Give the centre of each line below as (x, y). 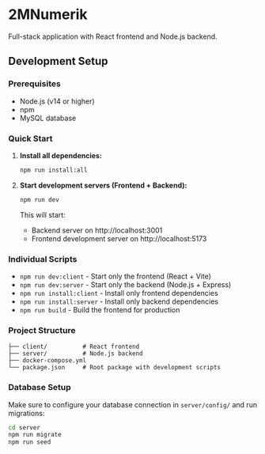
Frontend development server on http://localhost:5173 (119, 238)
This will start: (42, 214)
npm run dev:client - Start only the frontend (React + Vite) (115, 276)
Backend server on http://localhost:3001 (97, 230)
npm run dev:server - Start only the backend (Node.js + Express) (125, 284)
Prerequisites (34, 84)
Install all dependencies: (61, 155)
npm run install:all (53, 170)
